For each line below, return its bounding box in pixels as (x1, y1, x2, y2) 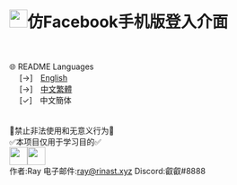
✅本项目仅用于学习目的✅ (9, 136, 101, 147)
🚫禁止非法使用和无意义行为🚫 (9, 125, 115, 136)
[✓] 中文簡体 (19, 94, 72, 105)
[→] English (19, 72, 68, 83)
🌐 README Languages (9, 61, 94, 72)
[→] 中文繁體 (19, 84, 73, 94)
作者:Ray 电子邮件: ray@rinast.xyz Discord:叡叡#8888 (9, 165, 206, 176)
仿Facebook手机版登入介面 (27, 12, 229, 32)
